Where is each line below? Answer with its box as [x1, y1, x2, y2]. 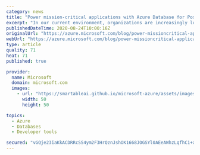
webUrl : [6, 36, 26, 42]
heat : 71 [6, 53, 28, 59]
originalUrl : [6, 31, 39, 37]
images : [11, 85, 31, 92]
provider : [6, 69, 31, 75]
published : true [6, 58, 46, 64]
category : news [6, 8, 44, 15]
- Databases [11, 124, 42, 130]
